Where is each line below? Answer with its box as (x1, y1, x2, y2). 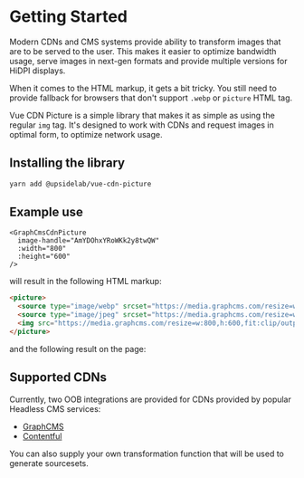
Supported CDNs (9, 369, 107, 386)
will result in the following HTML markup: (9, 276, 162, 287)
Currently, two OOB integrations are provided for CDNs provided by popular (9, 394, 291, 405)
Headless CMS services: (9, 403, 101, 414)
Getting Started (9, 6, 128, 27)
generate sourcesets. (9, 457, 89, 468)
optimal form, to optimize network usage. (9, 129, 163, 139)
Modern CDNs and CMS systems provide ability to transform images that (9, 36, 281, 47)
